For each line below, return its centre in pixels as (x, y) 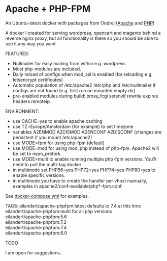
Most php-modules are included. (47, 69)
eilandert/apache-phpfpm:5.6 (36, 217)
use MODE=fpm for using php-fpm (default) (59, 143)
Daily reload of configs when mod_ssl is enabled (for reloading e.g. (83, 74)
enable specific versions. (39, 175)
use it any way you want (30, 43)
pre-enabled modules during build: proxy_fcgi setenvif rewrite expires (85, 96)
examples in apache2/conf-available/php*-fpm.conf (67, 186)
